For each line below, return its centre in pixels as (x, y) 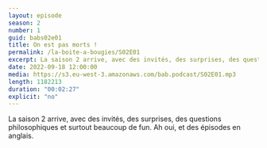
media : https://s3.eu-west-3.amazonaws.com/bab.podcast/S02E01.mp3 (122, 74)
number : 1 (25, 30)
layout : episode (35, 15)
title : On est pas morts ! (53, 45)
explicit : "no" (33, 97)
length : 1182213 (35, 82)
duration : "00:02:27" (44, 89)
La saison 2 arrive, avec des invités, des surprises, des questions (115, 119)
